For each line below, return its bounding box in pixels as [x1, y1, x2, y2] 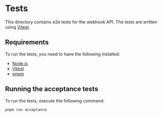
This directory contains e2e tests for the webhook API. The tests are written [5, 19, 158, 25]
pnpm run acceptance [5, 107, 47, 112]
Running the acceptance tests [5, 85, 99, 93]
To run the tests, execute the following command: [5, 98, 105, 103]
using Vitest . [5, 24, 30, 30]
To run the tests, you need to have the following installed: [5, 51, 121, 57]
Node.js [12, 60, 28, 66]
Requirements [5, 38, 49, 47]
